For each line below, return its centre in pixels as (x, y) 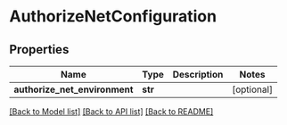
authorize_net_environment (74, 89)
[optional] (252, 89)
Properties (39, 50)
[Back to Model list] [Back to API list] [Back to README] (111, 112)
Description (198, 75)
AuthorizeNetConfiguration (113, 17)
